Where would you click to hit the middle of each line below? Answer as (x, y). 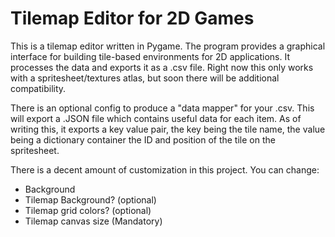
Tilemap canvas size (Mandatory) (93, 221)
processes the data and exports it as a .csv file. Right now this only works (162, 67)
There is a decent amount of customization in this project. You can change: (165, 169)
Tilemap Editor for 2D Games (132, 18)
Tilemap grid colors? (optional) (88, 210)
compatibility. (38, 88)
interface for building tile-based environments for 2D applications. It (150, 56)
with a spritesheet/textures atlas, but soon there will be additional (145, 78)
